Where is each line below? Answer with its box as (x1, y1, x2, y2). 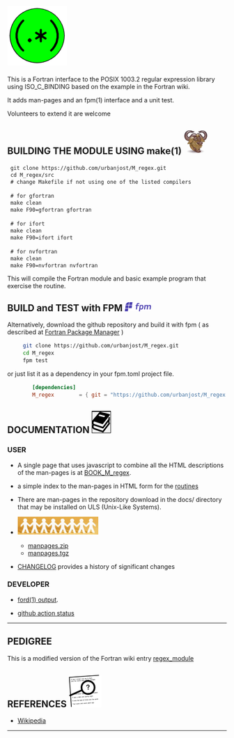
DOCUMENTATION (7, 424, 90, 436)
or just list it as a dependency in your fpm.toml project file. (7, 370, 174, 378)
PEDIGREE (7, 636, 52, 647)
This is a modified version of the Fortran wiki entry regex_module (7, 654, 194, 662)
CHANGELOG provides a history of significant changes (17, 562, 175, 570)
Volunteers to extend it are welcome (7, 109, 111, 118)
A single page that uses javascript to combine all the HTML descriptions (17, 461, 224, 469)
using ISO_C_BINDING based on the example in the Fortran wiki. (7, 82, 190, 91)
